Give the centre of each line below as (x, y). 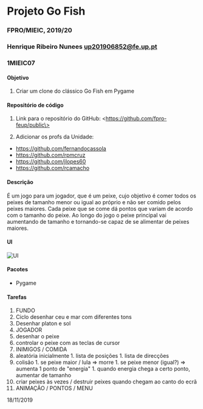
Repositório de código (35, 105)
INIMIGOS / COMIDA (41, 349)
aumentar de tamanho (43, 375)
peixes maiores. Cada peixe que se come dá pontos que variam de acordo (100, 208)
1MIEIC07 (21, 63)
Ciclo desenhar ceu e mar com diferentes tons (74, 317)
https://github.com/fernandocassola (61, 149)
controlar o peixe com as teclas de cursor (68, 343)
